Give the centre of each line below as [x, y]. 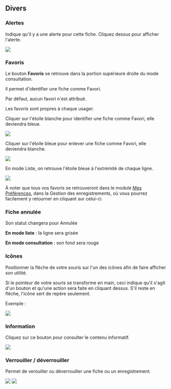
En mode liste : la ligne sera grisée [42, 233]
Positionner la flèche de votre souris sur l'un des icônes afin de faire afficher [86, 267]
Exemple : [16, 303]
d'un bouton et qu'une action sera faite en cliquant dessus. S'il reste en [80, 288]
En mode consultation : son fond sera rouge [52, 243]
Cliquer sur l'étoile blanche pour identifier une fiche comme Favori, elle [80, 118]
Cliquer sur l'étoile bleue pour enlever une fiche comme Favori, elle [76, 143]
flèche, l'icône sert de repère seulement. [48, 293]
